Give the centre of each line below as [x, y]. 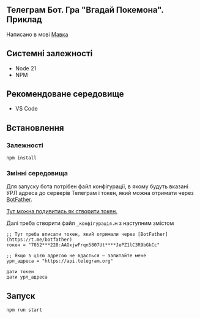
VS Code [26, 109]
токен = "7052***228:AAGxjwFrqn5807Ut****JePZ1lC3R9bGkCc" [83, 245]
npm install [21, 158]
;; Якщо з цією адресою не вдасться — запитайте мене [76, 256]
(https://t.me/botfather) [39, 240]
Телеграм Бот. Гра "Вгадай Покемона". [85, 10]
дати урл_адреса [27, 277]
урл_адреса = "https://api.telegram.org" [60, 261]
